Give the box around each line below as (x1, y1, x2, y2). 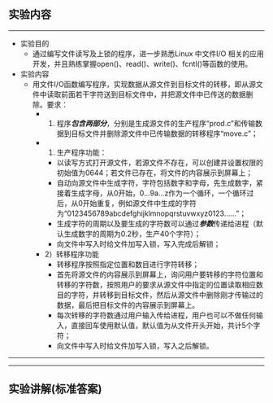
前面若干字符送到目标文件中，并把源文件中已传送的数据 (60, 89, 246, 99)
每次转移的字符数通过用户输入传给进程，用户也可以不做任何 (56, 310, 257, 320)
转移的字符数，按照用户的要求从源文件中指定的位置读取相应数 (56, 279, 264, 289)
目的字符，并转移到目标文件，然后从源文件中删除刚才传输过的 (56, 290, 264, 300)
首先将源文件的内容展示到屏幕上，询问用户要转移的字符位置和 (56, 269, 264, 279)
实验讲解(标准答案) (8, 382, 102, 396)
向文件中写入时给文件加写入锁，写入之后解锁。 (56, 340, 214, 350)
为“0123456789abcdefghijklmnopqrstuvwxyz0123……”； (56, 208, 246, 218)
